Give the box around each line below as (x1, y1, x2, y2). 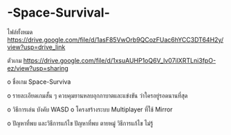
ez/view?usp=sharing (7, 64, 69, 72)
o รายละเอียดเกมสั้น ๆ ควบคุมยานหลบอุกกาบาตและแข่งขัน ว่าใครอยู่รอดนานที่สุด (7, 91, 188, 100)
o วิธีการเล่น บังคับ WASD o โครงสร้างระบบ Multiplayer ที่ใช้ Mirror (7, 105, 173, 114)
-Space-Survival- (7, 5, 111, 21)
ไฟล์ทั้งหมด (7, 28, 33, 36)
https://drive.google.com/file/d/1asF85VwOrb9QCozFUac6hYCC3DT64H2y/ (7, 35, 223, 44)
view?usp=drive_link (7, 43, 66, 51)
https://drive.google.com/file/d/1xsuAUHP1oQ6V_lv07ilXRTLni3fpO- (23, 56, 216, 64)
